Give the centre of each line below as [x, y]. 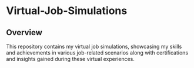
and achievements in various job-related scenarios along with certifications [97, 53]
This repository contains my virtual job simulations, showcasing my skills [94, 46]
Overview [24, 33]
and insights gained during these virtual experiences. [71, 59]
